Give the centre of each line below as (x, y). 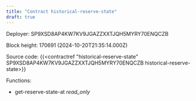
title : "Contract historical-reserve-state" (62, 11)
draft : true (21, 17)
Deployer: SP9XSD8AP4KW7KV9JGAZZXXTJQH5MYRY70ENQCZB (87, 33)
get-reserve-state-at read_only (52, 92)
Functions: (19, 80)
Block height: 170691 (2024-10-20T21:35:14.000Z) (67, 45)
